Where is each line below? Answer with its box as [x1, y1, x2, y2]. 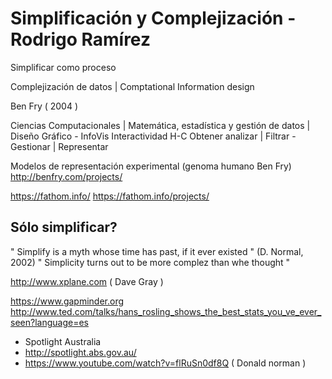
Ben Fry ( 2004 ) [10, 100, 79, 112]
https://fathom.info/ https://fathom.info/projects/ [10, 190, 210, 202]
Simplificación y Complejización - [10, 7, 297, 30]
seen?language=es [10, 316, 89, 328]
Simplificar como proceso [10, 61, 117, 73]
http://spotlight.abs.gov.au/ [24, 346, 137, 358]
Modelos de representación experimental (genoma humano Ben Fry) [10, 160, 292, 172]
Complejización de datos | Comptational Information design [10, 80, 255, 92]
